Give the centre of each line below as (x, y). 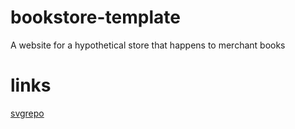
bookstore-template (95, 17)
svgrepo (27, 113)
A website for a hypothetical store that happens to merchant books (148, 45)
